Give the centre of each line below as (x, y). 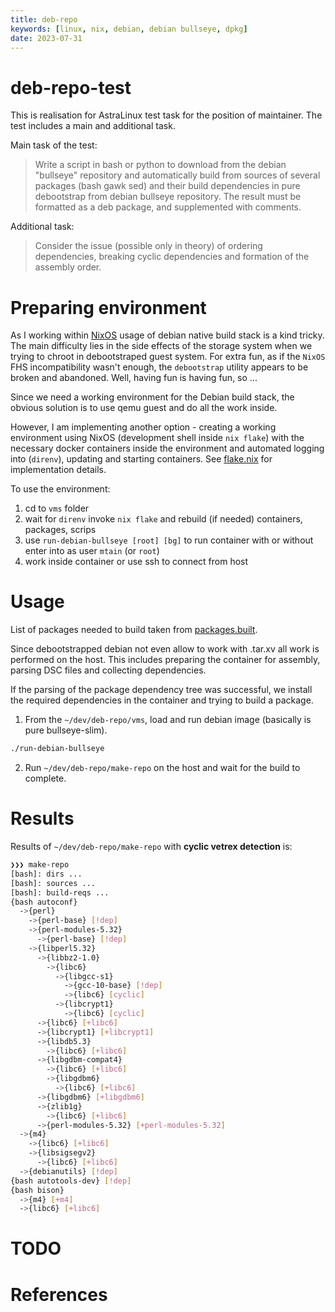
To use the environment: (60, 489)
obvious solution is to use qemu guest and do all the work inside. (144, 408)
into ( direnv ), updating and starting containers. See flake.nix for (141, 459)
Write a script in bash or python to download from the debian (160, 165)
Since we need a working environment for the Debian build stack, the (152, 397)
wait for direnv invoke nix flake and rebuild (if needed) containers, (163, 519)
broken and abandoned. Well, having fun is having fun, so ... (134, 378)
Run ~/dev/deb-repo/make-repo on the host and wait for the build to (162, 768)
